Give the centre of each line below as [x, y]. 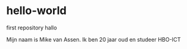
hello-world [37, 11]
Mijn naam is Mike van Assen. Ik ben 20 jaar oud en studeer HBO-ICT [94, 39]
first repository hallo [32, 28]
